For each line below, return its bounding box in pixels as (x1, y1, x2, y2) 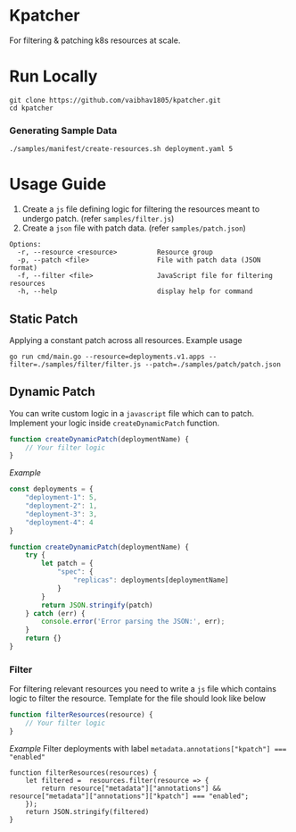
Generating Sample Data (9, 124, 118, 137)
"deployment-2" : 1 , (25, 501, 98, 510)
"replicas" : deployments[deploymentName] (72, 576, 229, 585)
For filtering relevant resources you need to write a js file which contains (9, 684, 276, 694)
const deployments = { (9, 484, 94, 494)
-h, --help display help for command (17, 287, 253, 296)
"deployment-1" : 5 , (25, 493, 98, 502)
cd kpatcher (9, 104, 53, 113)
